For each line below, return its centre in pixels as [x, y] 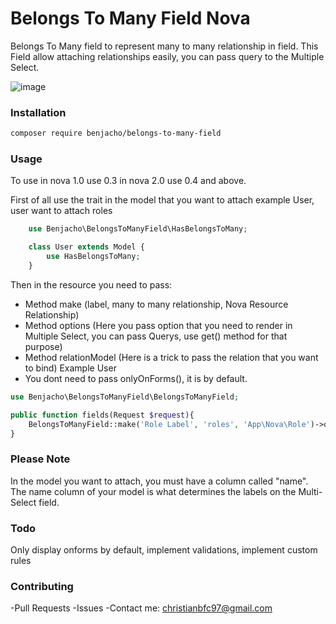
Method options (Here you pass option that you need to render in [158, 325]
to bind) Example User [70, 368]
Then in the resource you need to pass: [91, 284]
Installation [38, 112]
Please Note [40, 459]
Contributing [42, 586]
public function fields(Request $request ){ [102, 415]
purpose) [43, 346]
